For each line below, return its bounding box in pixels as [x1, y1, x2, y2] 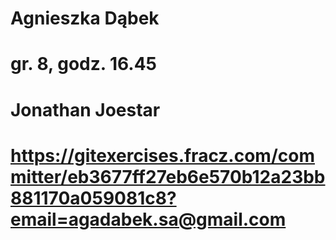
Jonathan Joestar [10, 98, 161, 121]
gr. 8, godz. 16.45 [10, 53, 158, 76]
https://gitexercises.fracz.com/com [10, 144, 315, 167]
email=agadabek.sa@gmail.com [10, 208, 287, 231]
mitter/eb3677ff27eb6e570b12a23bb [10, 165, 326, 188]
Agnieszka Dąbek [10, 7, 160, 30]
